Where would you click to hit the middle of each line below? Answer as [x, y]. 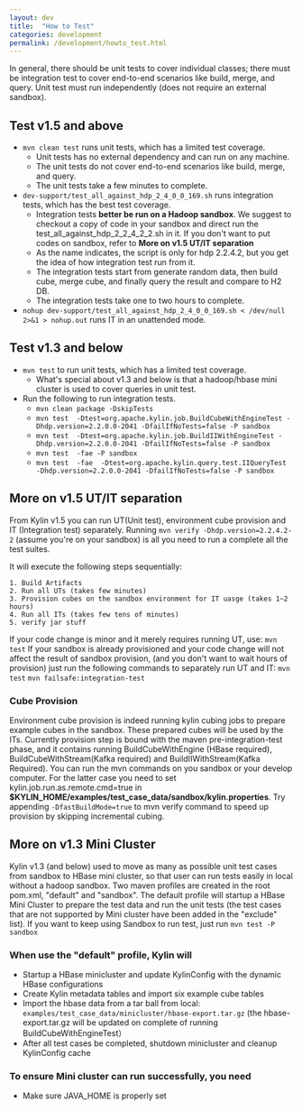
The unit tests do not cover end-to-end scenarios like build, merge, [160, 167]
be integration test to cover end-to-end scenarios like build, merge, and [142, 78]
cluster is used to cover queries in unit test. [116, 389]
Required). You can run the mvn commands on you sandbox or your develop [151, 768]
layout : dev [32, 18]
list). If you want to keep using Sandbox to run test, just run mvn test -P [142, 923]
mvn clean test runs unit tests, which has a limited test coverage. [144, 147]
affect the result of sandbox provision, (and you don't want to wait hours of [149, 658]
